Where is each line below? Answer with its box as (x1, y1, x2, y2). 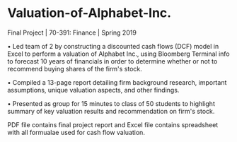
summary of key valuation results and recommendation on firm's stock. (7, 107, 215, 115)
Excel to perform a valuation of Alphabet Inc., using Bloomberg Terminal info (7, 49, 230, 58)
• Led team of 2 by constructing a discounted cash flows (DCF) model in (7, 42, 219, 50)
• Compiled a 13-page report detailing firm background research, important (7, 78, 227, 86)
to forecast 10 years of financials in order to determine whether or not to (7, 57, 218, 65)
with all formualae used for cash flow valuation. (7, 128, 145, 136)
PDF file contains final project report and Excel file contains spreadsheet (7, 120, 219, 129)
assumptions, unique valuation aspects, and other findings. (7, 85, 180, 94)
